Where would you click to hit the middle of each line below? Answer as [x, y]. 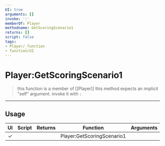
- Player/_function [25, 46]
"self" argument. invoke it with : [49, 94]
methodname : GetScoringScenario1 [39, 28]
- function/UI [20, 51]
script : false [20, 37]
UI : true [14, 10]
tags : [11, 42]
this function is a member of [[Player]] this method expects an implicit [88, 88]
